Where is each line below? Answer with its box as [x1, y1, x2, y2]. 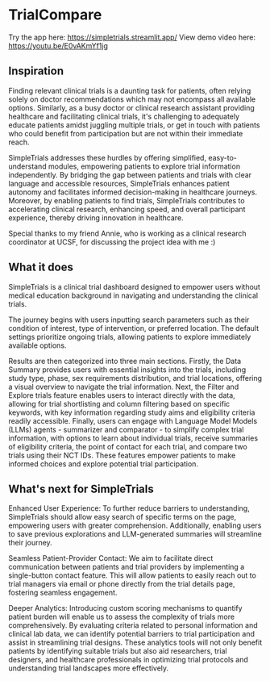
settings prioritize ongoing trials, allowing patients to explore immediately [8, 332, 251, 341]
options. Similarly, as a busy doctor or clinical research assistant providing [8, 102, 255, 112]
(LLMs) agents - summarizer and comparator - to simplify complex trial [8, 424, 244, 434]
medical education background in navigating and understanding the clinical [8, 290, 259, 300]
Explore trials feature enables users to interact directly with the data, [8, 390, 235, 400]
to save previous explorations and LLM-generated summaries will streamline [8, 529, 262, 539]
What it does [8, 261, 74, 274]
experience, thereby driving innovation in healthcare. [8, 212, 184, 223]
